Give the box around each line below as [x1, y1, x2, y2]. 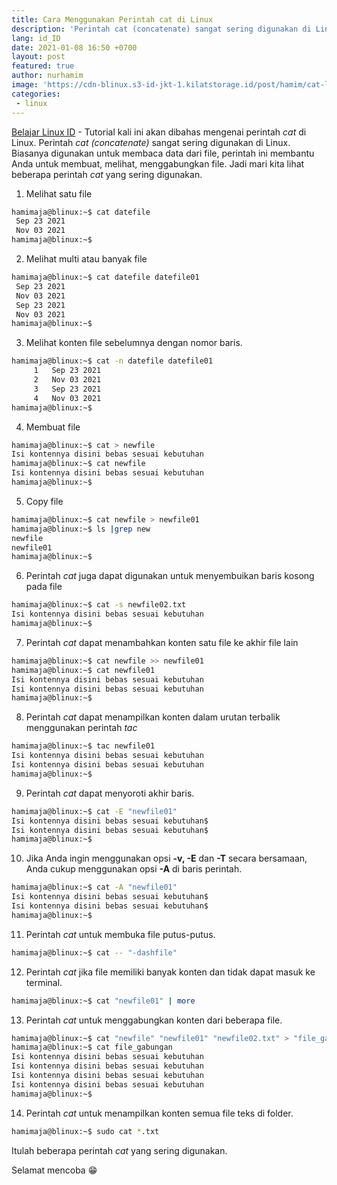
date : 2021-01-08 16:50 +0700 [11, 42, 138, 53]
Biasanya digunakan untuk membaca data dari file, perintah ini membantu [11, 147, 315, 159]
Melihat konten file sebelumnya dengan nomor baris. [25, 337, 243, 349]
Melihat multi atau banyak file [25, 253, 148, 265]
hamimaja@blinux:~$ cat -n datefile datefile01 [11, 356, 214, 366]
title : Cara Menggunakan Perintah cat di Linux [11, 14, 214, 25]
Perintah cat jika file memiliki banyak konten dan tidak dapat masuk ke [25, 966, 316, 978]
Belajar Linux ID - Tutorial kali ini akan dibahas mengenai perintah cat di [11, 126, 307, 138]
